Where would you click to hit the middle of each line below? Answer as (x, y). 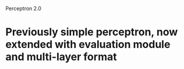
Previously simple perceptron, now (92, 32)
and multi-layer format (61, 57)
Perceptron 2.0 (24, 8)
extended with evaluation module (88, 45)
